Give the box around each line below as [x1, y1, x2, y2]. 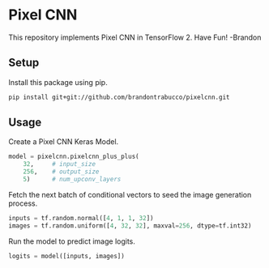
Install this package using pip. [8, 77, 108, 87]
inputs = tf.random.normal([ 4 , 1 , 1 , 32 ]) [8, 214, 154, 222]
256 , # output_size [23, 168, 100, 176]
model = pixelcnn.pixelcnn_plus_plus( [8, 152, 139, 161]
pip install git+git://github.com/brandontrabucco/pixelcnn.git [8, 93, 230, 101]
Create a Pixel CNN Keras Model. [8, 137, 119, 147]
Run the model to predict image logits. [8, 236, 136, 246]
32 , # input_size [23, 160, 96, 168]
